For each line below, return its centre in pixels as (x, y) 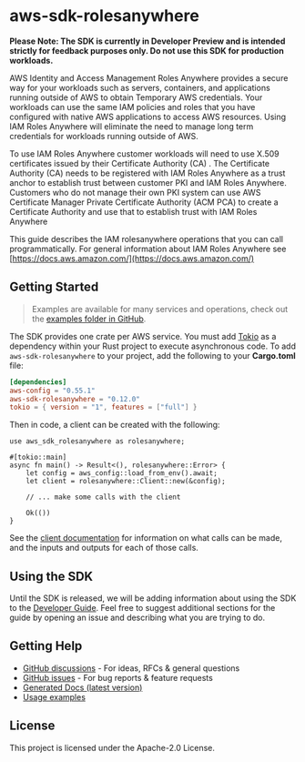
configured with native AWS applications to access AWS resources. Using (148, 117)
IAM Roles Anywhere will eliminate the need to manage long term (132, 126)
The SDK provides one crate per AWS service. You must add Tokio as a (143, 336)
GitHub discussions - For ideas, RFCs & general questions (131, 668)
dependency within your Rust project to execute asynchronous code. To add (153, 346)
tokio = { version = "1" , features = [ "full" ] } (103, 407)
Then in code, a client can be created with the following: (115, 425)
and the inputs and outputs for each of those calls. (104, 548)
